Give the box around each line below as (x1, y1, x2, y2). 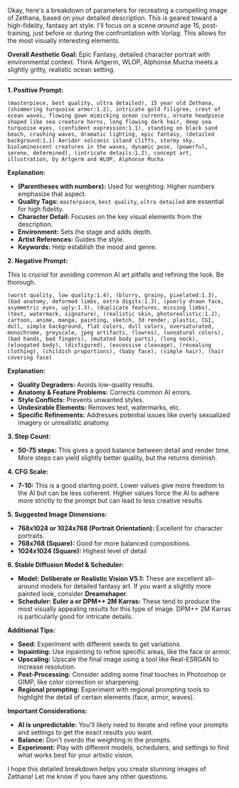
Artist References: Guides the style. (17, 235, 124, 243)
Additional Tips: (7, 626, 55, 634)
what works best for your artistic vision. (17, 751, 134, 759)
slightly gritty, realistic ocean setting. (7, 66, 115, 73)
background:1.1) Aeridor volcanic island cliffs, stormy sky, (7, 137, 196, 144)
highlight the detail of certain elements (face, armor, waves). (17, 693, 195, 701)
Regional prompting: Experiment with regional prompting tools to (17, 685, 210, 694)
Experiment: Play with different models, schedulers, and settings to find (17, 743, 229, 752)
